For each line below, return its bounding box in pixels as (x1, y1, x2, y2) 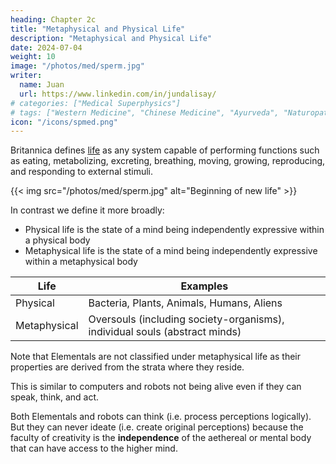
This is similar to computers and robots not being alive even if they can (10, 381, 302, 393)
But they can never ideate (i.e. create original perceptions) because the (10, 421, 304, 433)
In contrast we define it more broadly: (10, 204, 165, 216)
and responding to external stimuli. (10, 166, 154, 178)
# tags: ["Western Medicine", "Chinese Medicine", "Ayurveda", (10, 107, 280, 118)
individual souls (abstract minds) (88, 325, 242, 339)
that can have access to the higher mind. (10, 442, 178, 455)
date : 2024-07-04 (10, 42, 83, 53)
